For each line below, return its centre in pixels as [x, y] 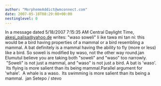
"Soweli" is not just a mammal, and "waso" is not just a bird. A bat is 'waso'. [81, 63]
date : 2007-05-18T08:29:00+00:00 [39, 14]
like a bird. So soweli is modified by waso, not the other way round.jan [75, 53]
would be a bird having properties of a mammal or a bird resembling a [74, 43]
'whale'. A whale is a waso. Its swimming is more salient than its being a [78, 73]
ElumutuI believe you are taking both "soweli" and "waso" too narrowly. [76, 58]
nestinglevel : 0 [21, 18]
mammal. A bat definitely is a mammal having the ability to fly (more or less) [80, 48]
